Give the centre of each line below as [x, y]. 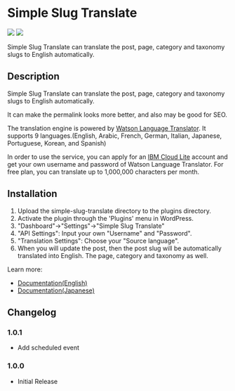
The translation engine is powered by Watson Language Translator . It [107, 128]
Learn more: [25, 269]
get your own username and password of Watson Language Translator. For [115, 164]
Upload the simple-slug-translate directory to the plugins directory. [114, 211]
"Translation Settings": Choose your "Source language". [98, 241]
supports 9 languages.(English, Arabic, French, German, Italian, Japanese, [115, 136]
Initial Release [38, 381]
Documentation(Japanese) [56, 290]
